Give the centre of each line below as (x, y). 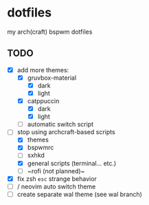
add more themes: (43, 69)
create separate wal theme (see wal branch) (80, 194)
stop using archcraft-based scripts (66, 132)
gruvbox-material (52, 78)
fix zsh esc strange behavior (57, 179)
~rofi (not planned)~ (56, 171)
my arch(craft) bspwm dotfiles (50, 32)
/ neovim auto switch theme (56, 186)
